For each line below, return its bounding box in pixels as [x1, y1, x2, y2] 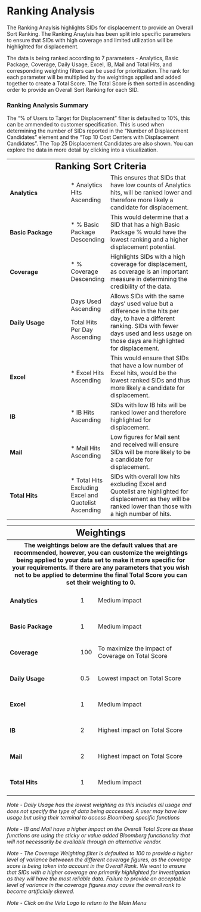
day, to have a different [110, 314, 175, 323]
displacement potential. [110, 243, 176, 251]
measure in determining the [110, 275, 187, 283]
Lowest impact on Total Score [98, 674, 181, 682]
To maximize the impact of [98, 644, 172, 653]
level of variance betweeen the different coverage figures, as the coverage [7, 856, 191, 863]
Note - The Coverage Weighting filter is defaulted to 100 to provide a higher [7, 850, 193, 857]
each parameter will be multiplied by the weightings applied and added [7, 73, 181, 81]
